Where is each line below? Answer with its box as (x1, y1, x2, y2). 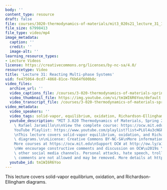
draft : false (5, 16, 32, 21)
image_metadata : (5, 35, 39, 40)
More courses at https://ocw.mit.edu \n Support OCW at (14, 141, 128, 147)
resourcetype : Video (5, 68, 48, 73)
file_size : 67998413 (5, 26, 48, 31)
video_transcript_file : (9, 100, 59, 105)
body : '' (5, 7, 23, 12)
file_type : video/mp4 (5, 30, 50, 35)
